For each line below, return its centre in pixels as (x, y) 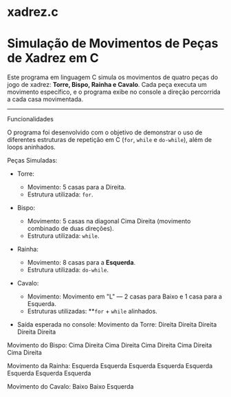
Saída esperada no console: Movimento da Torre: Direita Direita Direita (117, 325)
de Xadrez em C (53, 58)
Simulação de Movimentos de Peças (113, 44)
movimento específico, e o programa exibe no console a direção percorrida (114, 92)
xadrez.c (33, 12)
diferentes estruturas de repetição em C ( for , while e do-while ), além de (109, 140)
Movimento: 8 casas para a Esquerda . (81, 263)
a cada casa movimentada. (45, 99)
